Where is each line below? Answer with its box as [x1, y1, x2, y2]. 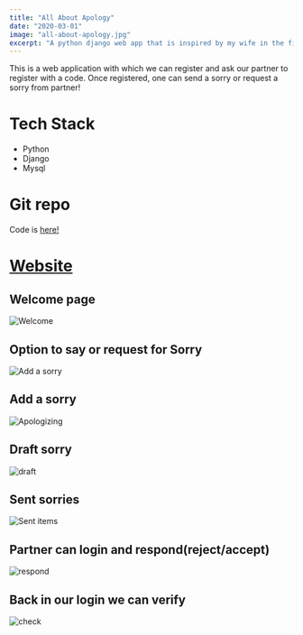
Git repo [9, 195, 70, 215]
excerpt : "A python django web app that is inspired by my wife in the [9, 38, 284, 48]
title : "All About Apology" [9, 13, 115, 23]
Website [9, 256, 73, 276]
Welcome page [9, 291, 96, 307]
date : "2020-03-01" [9, 22, 83, 31]
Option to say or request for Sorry [9, 342, 203, 357]
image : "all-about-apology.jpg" [9, 30, 131, 39]
